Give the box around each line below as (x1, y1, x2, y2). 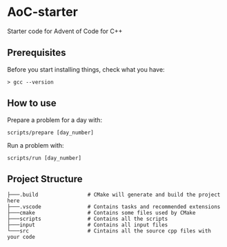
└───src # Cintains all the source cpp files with (7, 228, 212, 235)
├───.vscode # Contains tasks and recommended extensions (7, 204, 221, 210)
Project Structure (7, 173, 83, 185)
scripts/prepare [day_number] (7, 129, 95, 136)
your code (7, 234, 36, 241)
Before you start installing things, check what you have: (7, 65, 165, 73)
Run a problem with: (7, 141, 64, 149)
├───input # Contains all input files (7, 221, 168, 228)
